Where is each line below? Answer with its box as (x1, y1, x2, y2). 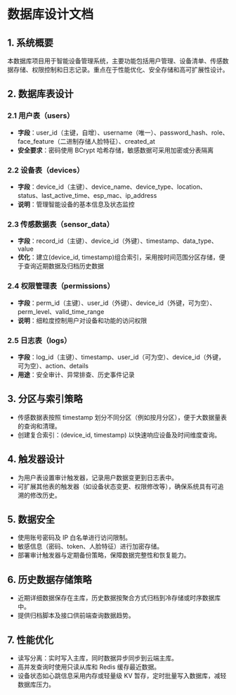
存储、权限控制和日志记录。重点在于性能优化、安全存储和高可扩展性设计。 (13, 65, 229, 74)
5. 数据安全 (7, 513, 55, 525)
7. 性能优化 (7, 634, 54, 646)
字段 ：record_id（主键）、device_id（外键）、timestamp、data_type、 (17, 237, 218, 245)
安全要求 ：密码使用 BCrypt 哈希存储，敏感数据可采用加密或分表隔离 (17, 146, 214, 154)
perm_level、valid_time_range (17, 307, 105, 315)
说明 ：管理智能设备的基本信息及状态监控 (17, 200, 135, 208)
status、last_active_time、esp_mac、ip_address (17, 191, 157, 199)
